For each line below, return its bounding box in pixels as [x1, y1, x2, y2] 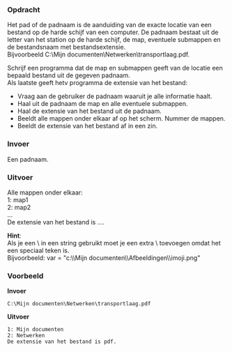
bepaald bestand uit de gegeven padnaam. [7, 71, 130, 79]
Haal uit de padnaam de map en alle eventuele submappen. [17, 100, 188, 108]
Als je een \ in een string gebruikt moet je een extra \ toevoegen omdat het [7, 238, 221, 247]
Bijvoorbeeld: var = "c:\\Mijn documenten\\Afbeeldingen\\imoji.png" [7, 253, 201, 262]
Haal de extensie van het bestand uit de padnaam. [17, 107, 162, 116]
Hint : [7, 231, 22, 240]
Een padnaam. [7, 155, 49, 163]
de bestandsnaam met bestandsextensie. [7, 43, 126, 52]
